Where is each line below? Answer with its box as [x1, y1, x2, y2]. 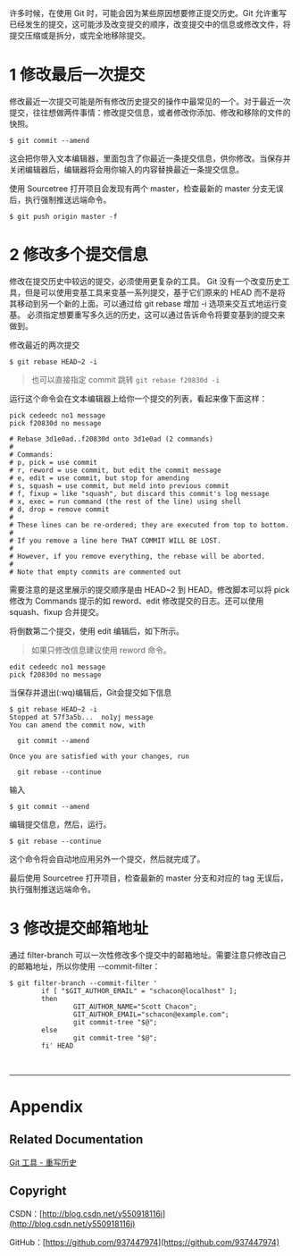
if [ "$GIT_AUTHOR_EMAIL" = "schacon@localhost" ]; [41, 986, 238, 995]
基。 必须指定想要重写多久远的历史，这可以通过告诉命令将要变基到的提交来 [9, 309, 286, 320]
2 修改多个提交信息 [9, 245, 149, 266]
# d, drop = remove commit [9, 504, 110, 514]
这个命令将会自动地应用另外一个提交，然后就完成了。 [9, 853, 205, 864]
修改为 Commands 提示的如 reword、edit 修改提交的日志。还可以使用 [9, 595, 264, 606]
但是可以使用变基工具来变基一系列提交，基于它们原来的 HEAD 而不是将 [24, 287, 286, 298]
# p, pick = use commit [9, 458, 98, 467]
